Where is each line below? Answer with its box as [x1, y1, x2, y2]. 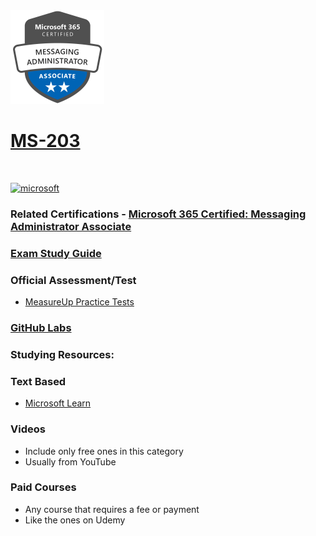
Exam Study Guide [10, 246, 102, 260]
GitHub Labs [10, 321, 72, 334]
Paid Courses [10, 480, 77, 494]
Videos [10, 422, 46, 436]
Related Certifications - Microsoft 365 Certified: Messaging [10, 207, 307, 221]
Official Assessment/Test [10, 273, 137, 287]
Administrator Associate [10, 219, 132, 233]
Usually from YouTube [24, 455, 117, 468]
